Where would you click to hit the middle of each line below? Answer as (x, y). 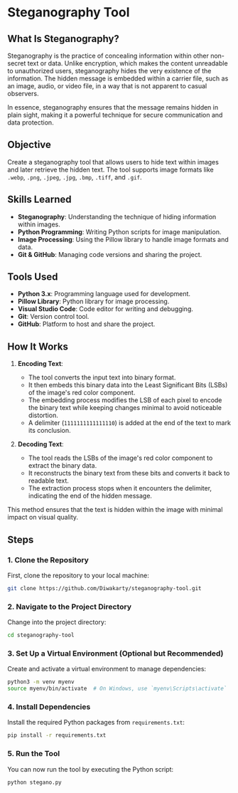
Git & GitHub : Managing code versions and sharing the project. (110, 254)
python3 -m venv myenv (41, 682)
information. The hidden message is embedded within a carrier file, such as (118, 78)
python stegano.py (34, 782)
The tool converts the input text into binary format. (102, 377)
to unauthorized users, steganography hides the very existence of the (109, 71)
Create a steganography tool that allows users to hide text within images (113, 162)
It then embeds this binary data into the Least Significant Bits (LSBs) (128, 385)
